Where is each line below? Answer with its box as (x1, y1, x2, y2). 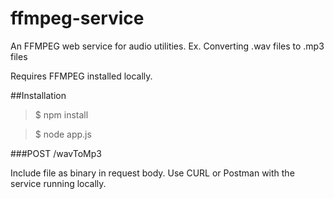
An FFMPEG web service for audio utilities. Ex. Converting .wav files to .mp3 (10, 40, 325, 52)
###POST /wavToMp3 (10, 147, 102, 159)
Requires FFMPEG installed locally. (10, 70, 153, 82)
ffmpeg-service (10, 7, 145, 30)
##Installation (10, 89, 67, 101)
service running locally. (10, 177, 107, 189)
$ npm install (34, 108, 89, 121)
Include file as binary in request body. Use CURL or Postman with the (10, 167, 295, 179)
